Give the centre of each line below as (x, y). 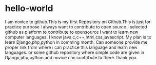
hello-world (29, 8)
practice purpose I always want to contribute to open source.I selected (76, 26)
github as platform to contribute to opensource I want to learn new (72, 32)
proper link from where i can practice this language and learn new (71, 47)
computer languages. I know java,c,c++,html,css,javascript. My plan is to (78, 37)
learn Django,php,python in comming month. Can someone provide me (76, 42)
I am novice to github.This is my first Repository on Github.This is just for (78, 22)
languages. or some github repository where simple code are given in (75, 52)
